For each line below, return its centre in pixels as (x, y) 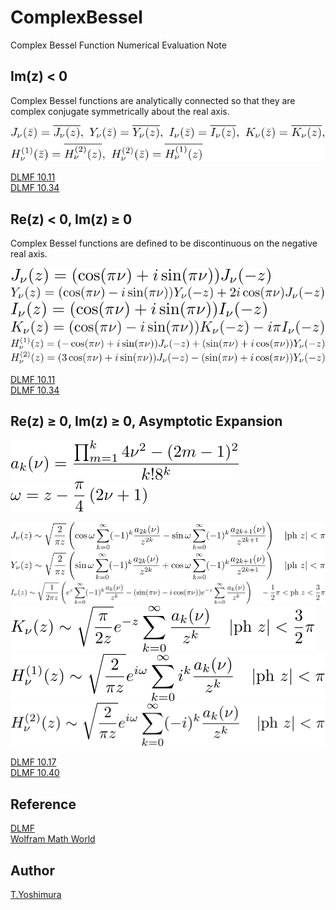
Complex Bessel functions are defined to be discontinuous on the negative (164, 243)
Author (32, 870)
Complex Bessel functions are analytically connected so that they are (153, 100)
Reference (43, 804)
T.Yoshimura (36, 894)
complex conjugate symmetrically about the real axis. (120, 111)
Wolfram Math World (53, 839)
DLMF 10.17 (33, 762)
